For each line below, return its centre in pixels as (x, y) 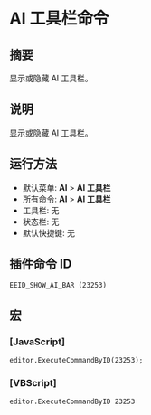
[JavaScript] (38, 342)
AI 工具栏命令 (59, 19)
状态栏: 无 (41, 222)
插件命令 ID (41, 264)
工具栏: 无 (41, 210)
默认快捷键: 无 (48, 232)
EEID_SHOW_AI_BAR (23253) (58, 286)
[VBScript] (33, 383)
